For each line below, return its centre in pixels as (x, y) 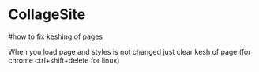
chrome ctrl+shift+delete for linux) (64, 60)
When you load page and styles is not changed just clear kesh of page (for (129, 51)
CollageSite (47, 15)
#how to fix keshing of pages (56, 36)
